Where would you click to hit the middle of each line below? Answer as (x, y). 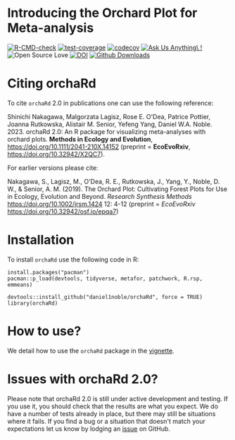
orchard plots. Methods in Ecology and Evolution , (80, 139)
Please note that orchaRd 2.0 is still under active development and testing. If (118, 398)
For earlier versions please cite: (53, 168)
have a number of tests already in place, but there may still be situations (112, 413)
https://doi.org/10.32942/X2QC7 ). (56, 154)
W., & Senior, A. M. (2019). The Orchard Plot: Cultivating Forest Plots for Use (117, 189)
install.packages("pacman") (49, 272)
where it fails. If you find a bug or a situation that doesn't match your (107, 421)
